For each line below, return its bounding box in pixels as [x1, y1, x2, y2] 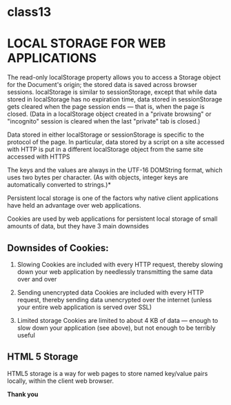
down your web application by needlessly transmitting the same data [17, 267, 213, 276]
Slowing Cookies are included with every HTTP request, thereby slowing [17, 260, 223, 268]
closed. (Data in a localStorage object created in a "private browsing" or [7, 110, 212, 118]
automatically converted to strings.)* [7, 181, 112, 189]
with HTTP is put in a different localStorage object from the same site [7, 146, 203, 154]
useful [17, 330, 36, 339]
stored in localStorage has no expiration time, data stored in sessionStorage [7, 95, 223, 103]
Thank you [7, 390, 39, 398]
